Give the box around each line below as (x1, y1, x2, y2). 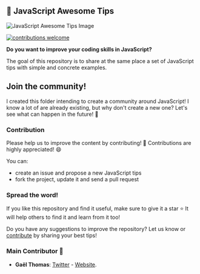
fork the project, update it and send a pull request (15, 175, 139, 182)
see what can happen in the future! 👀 (6, 110, 99, 118)
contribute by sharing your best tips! (6, 232, 97, 239)
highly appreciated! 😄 (6, 145, 62, 153)
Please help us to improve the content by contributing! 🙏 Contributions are (6, 139, 192, 146)
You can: (6, 157, 28, 164)
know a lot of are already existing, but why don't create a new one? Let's (6, 104, 188, 111)
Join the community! (6, 81, 87, 92)
